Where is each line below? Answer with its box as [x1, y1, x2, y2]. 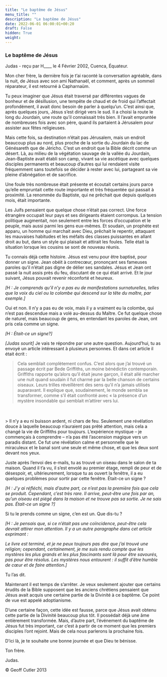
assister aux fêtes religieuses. [5, 125, 66, 131]
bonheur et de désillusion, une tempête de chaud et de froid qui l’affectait [5, 98, 156, 104]
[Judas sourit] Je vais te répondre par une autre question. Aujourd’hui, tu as [5, 340, 161, 346]
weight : [5, 35, 21, 40]
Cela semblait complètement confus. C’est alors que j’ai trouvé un [17, 361, 152, 367]
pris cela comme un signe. [5, 321, 60, 327]
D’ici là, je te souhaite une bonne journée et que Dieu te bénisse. [5, 638, 137, 644]
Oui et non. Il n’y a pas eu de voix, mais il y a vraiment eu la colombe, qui [5, 305, 154, 311]
